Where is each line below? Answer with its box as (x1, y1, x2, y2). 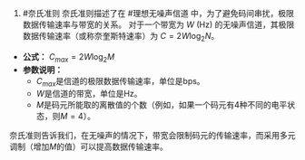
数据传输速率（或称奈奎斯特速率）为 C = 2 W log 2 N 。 (22, 31, 220, 43)
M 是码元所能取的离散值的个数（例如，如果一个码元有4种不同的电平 (35, 99, 288, 110)
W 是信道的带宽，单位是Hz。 (35, 89, 143, 99)
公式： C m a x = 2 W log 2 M (22, 51, 115, 64)
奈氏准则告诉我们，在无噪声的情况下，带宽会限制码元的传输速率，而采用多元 (9, 130, 296, 141)
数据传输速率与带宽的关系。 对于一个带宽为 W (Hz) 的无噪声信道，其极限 (22, 19, 295, 30)
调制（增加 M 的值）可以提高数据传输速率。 (9, 141, 168, 152)
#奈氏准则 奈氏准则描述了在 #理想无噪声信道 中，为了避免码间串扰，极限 (22, 8, 295, 18)
